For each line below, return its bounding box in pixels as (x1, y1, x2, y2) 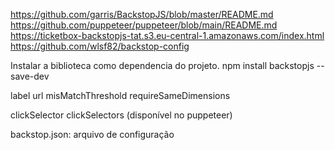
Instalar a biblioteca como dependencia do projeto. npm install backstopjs (10, 60, 315, 71)
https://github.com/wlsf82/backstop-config (10, 40, 190, 52)
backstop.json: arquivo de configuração (10, 129, 175, 140)
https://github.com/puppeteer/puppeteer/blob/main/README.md (10, 19, 278, 31)
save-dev (10, 70, 50, 82)
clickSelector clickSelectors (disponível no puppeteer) (10, 109, 233, 121)
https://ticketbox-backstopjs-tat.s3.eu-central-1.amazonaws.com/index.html (10, 30, 325, 41)
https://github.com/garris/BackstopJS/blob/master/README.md (10, 9, 274, 20)
